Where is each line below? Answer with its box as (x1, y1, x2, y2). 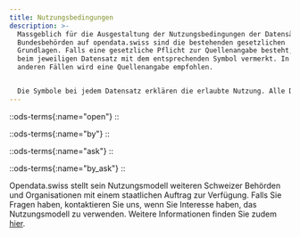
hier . (9, 217, 26, 228)
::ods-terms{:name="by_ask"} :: (9, 162, 126, 174)
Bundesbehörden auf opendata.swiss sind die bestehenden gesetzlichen (17, 37, 286, 47)
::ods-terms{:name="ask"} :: (9, 145, 114, 156)
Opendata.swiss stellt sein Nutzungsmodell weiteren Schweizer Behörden (9, 180, 281, 191)
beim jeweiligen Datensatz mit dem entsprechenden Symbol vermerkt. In (17, 54, 290, 63)
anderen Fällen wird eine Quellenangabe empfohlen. (17, 63, 214, 72)
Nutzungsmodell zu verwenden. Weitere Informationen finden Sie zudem (9, 208, 277, 219)
